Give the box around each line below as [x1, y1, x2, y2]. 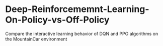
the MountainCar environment [5, 36, 67, 42]
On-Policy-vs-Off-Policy [5, 14, 110, 25]
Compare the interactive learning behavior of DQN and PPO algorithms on [5, 30, 158, 36]
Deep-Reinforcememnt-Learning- [5, 3, 149, 15]
